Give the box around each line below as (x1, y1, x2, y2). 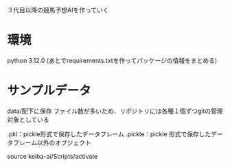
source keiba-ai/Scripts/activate (7, 152, 98, 160)
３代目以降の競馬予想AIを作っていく (7, 6, 109, 14)
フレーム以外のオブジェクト (12, 138, 91, 146)
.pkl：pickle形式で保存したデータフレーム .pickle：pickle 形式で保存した (7, 129, 211, 138)
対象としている (7, 115, 49, 123)
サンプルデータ (7, 83, 91, 99)
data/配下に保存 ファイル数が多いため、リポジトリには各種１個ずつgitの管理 (7, 107, 223, 115)
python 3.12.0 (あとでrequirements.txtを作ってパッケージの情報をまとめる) (7, 56, 218, 64)
